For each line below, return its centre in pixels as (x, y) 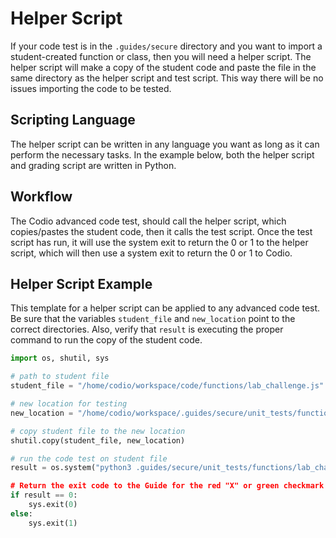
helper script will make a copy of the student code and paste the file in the (163, 67)
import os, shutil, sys (60, 358)
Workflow (41, 197)
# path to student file (60, 377)
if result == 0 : (44, 495)
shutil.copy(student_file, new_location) (98, 440)
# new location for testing (69, 404)
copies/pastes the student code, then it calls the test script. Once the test (161, 231)
